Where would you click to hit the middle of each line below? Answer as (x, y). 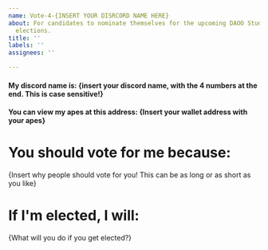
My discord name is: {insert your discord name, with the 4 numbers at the (133, 85)
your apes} (27, 121)
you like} (23, 184)
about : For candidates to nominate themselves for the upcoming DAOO (126, 23)
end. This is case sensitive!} (56, 93)
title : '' (25, 38)
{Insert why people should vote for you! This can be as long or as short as (130, 175)
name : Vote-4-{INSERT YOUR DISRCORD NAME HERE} (89, 16)
